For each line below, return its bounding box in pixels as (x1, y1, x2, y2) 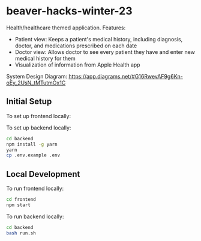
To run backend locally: (6, 213, 64, 220)
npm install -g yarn (6, 141, 58, 147)
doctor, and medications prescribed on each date (14, 42, 137, 49)
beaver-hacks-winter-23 (6, 4, 133, 18)
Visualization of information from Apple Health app (14, 61, 140, 68)
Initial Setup (6, 97, 52, 107)
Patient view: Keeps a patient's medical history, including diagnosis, (14, 35, 183, 43)
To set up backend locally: (6, 124, 71, 131)
